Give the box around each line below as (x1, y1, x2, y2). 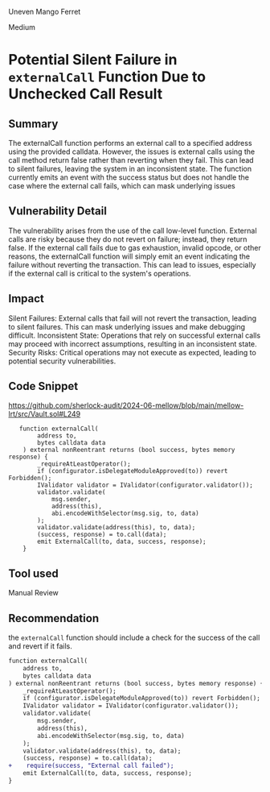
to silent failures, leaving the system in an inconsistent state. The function (8, 164, 252, 173)
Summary (8, 117, 59, 131)
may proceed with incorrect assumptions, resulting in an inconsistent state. (8, 338, 257, 349)
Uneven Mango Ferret (8, 7, 81, 16)
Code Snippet (8, 379, 79, 393)
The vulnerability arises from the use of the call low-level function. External (8, 226, 257, 235)
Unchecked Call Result (8, 85, 163, 103)
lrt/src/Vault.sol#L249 (8, 409, 81, 419)
